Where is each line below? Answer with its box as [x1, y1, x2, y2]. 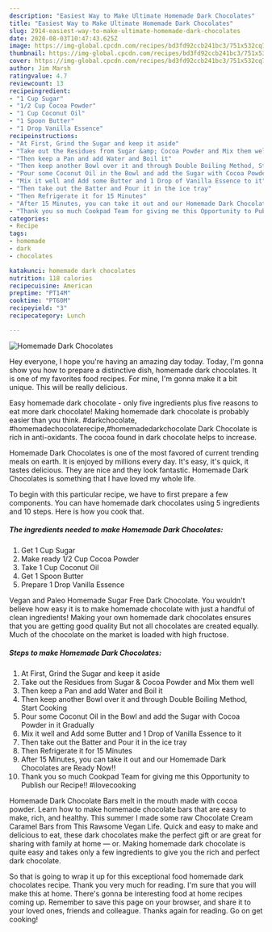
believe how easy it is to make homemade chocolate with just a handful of [9, 603, 255, 614]
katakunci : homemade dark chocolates [9, 267, 136, 275]
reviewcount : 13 [9, 79, 64, 87]
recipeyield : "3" [9, 304, 68, 313]
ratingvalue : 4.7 [9, 72, 68, 80]
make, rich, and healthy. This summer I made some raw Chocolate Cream [9, 812, 253, 822]
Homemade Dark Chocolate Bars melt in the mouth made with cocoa [9, 796, 237, 805]
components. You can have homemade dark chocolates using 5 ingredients [9, 497, 261, 507]
